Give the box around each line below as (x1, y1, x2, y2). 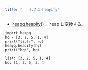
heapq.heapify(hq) (5, 43, 42, 48)
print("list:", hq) (5, 39, 44, 44)
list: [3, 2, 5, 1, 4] (5, 56, 50, 61)
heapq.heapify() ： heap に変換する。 (12, 21, 86, 27)
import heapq (5, 30, 31, 35)
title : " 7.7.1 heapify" (5, 7, 60, 12)
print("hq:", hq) (5, 47, 40, 52)
